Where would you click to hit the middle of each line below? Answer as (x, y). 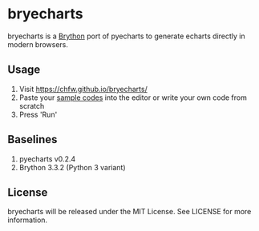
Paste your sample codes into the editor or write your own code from (133, 98)
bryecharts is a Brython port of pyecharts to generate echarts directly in (126, 36)
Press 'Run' (38, 114)
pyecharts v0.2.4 (47, 159)
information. (28, 220)
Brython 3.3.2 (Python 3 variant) (72, 167)
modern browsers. (38, 44)
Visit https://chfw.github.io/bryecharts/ (83, 89)
